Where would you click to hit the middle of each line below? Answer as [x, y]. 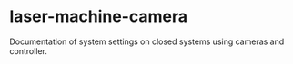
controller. [29, 50]
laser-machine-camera [99, 17]
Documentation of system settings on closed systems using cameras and [147, 41]
